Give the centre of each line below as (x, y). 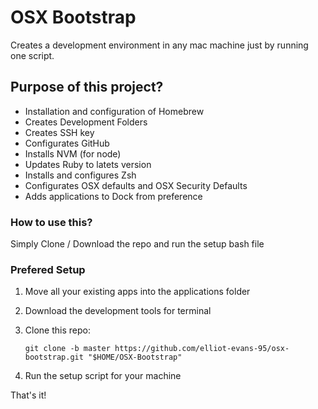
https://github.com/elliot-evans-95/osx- (202, 349)
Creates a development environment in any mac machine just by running (159, 45)
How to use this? (51, 222)
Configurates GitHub (67, 143)
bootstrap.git (54, 357)
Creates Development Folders (86, 122)
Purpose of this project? (87, 87)
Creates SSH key (59, 132)
